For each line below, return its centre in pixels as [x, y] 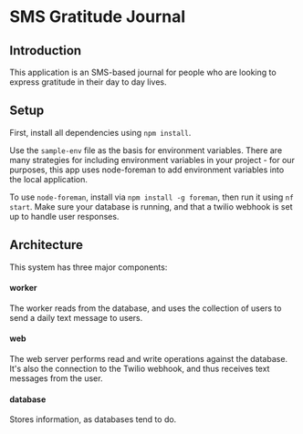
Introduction [46, 51]
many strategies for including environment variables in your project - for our [152, 160]
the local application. [49, 179]
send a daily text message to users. [76, 317]
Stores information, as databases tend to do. [93, 419]
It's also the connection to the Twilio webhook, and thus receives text [140, 369]
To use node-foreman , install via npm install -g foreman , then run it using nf [151, 197]
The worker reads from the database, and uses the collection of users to [146, 308]
